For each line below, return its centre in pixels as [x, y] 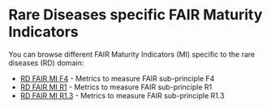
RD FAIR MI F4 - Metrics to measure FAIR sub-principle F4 [117, 78]
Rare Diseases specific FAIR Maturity [135, 15]
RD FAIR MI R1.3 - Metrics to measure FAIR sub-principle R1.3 [122, 95]
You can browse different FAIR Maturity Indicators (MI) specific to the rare [132, 54]
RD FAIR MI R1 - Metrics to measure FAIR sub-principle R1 [116, 87]
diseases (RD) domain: [46, 63]
